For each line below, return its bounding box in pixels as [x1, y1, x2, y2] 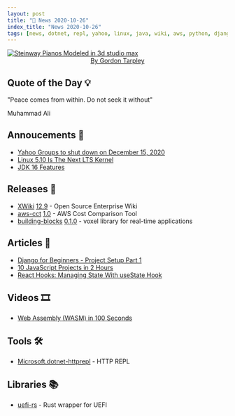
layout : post [7, 10, 45, 18]
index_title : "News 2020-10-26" [7, 23, 101, 30]
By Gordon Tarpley [90, 57, 145, 65]
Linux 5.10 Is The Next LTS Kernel [17, 155, 114, 163]
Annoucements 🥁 [7, 129, 85, 141]
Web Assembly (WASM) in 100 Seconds [17, 314, 133, 323]
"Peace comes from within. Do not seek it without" [7, 95, 153, 104]
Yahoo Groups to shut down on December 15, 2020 [17, 148, 166, 156]
